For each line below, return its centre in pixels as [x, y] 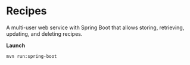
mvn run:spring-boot [32, 56]
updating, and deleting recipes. [44, 33]
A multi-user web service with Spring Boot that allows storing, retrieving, [95, 27]
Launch [16, 45]
